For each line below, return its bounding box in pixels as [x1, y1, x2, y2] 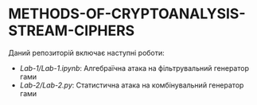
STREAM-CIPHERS [8, 21, 135, 40]
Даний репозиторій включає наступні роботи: [8, 48, 165, 57]
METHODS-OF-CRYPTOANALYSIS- [8, 5, 246, 23]
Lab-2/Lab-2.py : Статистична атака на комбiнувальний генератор [19, 80, 244, 90]
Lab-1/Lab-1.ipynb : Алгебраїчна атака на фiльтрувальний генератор [19, 63, 249, 72]
